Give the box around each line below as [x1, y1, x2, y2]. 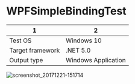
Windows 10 [66, 36, 102, 45]
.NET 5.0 [66, 46, 91, 54]
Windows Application [66, 56, 126, 64]
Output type [9, 56, 43, 64]
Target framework [9, 46, 60, 54]
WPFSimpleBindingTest [6, 4, 127, 18]
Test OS [9, 36, 32, 45]
